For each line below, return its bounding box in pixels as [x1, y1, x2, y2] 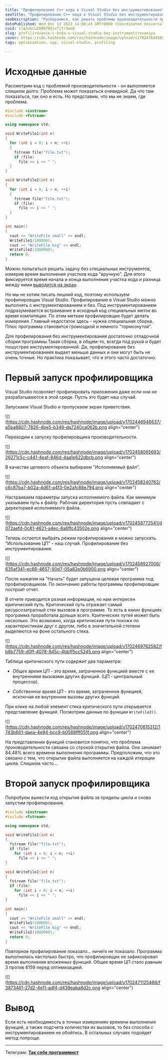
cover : [5, 36, 19, 41]
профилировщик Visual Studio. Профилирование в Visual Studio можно [5, 297, 156, 303]
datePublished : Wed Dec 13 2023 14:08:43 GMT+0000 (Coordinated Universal [5, 21, 164, 27]
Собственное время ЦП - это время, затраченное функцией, [12, 688, 143, 694]
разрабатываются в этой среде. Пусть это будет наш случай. [5, 394, 136, 400]
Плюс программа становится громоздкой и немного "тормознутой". [5, 323, 152, 329]
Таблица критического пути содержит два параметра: [5, 658, 121, 664]
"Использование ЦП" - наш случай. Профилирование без [5, 540, 128, 546]
